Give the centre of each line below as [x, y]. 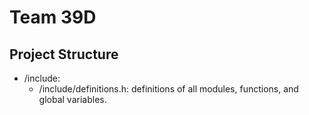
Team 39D [53, 17]
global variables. [72, 99]
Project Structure [64, 54]
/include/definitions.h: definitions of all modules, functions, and [168, 89]
